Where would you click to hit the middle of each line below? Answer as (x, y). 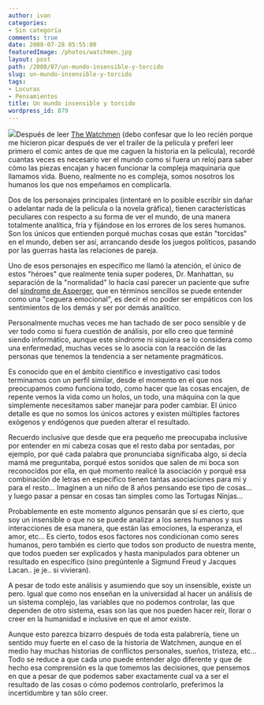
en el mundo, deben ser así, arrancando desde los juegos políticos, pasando (132, 242)
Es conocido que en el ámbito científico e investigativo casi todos (114, 371)
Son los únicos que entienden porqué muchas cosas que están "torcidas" (128, 233)
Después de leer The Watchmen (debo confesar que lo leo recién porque (135, 134)
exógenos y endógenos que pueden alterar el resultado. (99, 422)
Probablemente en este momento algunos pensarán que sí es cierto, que (126, 511)
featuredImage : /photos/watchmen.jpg (70, 52)
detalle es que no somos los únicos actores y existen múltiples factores (124, 414)
